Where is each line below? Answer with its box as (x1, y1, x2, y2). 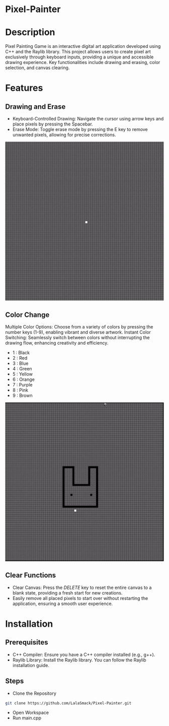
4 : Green (12, 365, 32, 371)
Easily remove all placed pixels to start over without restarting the (12, 595, 148, 601)
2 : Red (12, 355, 28, 361)
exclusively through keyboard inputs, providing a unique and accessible (5, 54, 154, 60)
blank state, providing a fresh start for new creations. (12, 589, 123, 596)
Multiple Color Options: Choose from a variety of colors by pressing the (5, 323, 153, 329)
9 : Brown (12, 392, 33, 399)
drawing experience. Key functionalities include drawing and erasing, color (5, 59, 160, 65)
